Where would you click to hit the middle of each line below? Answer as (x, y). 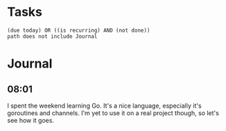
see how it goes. (31, 120)
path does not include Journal (52, 36)
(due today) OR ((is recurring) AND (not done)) (79, 30)
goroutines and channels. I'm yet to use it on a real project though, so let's (113, 113)
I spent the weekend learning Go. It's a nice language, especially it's (105, 105)
